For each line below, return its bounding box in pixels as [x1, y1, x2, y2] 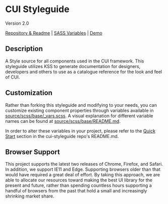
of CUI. [5, 74, 20, 80]
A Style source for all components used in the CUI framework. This [5, 58, 144, 64]
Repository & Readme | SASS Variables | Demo [5, 30, 102, 36]
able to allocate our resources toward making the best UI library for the [5, 177, 153, 183]
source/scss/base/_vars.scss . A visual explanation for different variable [5, 112, 153, 119]
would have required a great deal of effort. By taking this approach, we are [5, 172, 160, 178]
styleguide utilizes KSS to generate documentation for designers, [5, 63, 141, 69]
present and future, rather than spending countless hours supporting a [5, 182, 152, 188]
